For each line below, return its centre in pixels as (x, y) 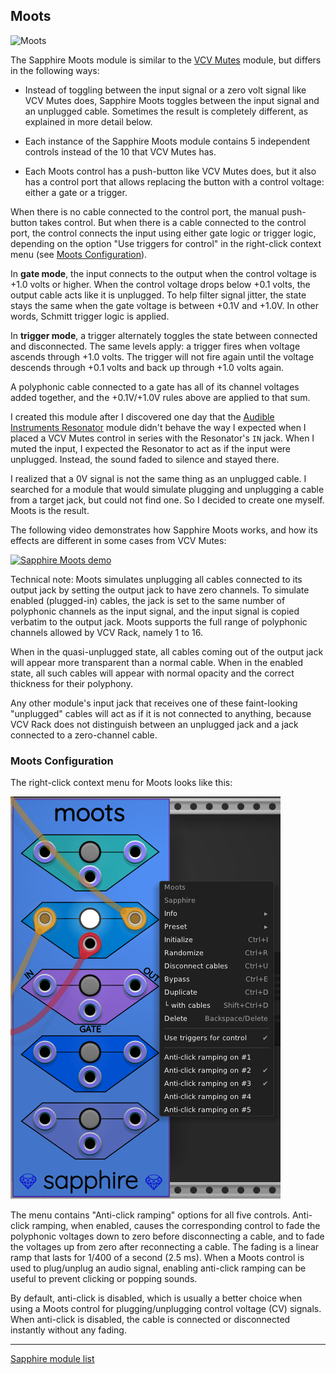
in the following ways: (55, 70)
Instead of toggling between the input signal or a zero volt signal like (165, 90)
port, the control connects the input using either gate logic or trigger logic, (163, 233)
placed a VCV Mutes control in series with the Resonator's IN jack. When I (162, 438)
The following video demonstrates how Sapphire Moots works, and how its (164, 530)
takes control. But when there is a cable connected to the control (173, 222)
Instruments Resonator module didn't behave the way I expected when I (158, 427)
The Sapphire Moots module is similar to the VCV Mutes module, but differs (166, 60)
